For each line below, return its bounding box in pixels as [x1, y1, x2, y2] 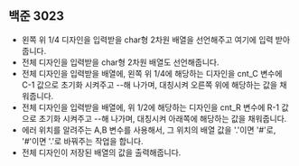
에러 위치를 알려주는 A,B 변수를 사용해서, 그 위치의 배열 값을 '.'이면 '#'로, [21, 124, 276, 135]
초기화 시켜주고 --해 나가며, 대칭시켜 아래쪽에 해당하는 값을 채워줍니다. [38, 113, 287, 124]
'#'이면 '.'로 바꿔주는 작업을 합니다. [21, 135, 144, 146]
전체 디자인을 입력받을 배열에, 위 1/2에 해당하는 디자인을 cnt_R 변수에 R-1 [21, 102, 280, 113]
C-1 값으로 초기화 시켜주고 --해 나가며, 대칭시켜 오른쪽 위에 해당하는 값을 [21, 79, 277, 90]
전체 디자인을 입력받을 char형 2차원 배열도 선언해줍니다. [21, 57, 220, 68]
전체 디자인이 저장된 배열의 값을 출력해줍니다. [21, 147, 182, 158]
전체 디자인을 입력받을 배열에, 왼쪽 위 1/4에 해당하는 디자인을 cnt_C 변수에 [21, 68, 283, 78]
